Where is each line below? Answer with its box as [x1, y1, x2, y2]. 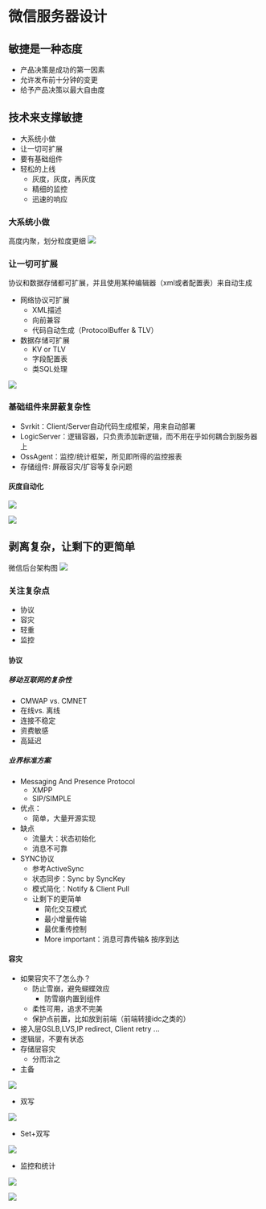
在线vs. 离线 [19, 705, 61, 715]
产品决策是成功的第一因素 [19, 65, 105, 74]
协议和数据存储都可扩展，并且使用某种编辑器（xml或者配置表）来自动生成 [8, 278, 253, 288]
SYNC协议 [19, 854, 55, 863]
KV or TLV [31, 344, 66, 355]
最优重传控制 [43, 924, 87, 933]
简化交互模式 [43, 904, 87, 913]
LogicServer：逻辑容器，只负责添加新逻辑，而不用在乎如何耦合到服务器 [19, 431, 258, 441]
